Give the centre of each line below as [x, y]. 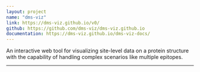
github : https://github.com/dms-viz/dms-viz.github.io [76, 28]
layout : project [26, 12]
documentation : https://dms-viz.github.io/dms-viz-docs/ [78, 34]
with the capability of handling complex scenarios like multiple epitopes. [95, 57]
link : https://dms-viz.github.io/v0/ [53, 23]
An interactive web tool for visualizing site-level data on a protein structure [98, 51]
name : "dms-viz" [26, 17]
